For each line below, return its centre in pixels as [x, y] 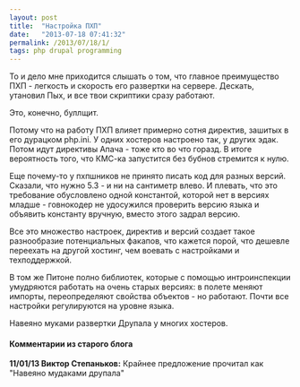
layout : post [34, 17]
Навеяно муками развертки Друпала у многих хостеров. [119, 323]
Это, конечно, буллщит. [54, 113]
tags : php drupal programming [66, 51]
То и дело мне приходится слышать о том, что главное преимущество [144, 76]
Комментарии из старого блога [71, 344]
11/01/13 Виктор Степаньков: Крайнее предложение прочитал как [137, 364]
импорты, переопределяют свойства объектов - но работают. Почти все [149, 297]
